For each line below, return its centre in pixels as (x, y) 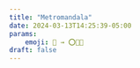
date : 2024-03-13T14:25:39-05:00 (70, 26)
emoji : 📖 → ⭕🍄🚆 (54, 42)
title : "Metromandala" (51, 17)
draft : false (33, 50)
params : (23, 34)
